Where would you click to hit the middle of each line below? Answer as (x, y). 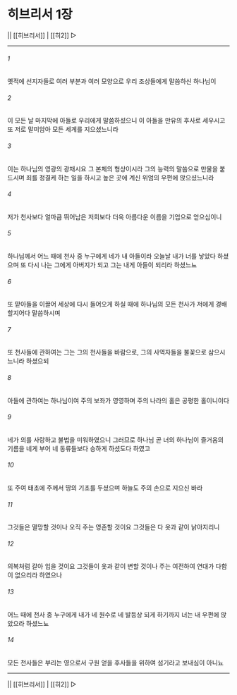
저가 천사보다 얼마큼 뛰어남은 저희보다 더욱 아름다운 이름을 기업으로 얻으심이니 (115, 216)
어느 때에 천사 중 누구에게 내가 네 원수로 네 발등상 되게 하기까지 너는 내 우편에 (114, 615)
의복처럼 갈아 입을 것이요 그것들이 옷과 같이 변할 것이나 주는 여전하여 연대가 (111, 566)
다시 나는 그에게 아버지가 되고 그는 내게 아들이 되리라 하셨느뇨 (113, 264)
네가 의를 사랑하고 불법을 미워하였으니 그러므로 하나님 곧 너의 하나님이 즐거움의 (116, 439)
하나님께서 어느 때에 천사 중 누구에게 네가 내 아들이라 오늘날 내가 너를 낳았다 (112, 256)
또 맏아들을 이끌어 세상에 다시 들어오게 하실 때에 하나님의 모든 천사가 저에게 (111, 305)
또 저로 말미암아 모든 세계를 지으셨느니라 (63, 129)
